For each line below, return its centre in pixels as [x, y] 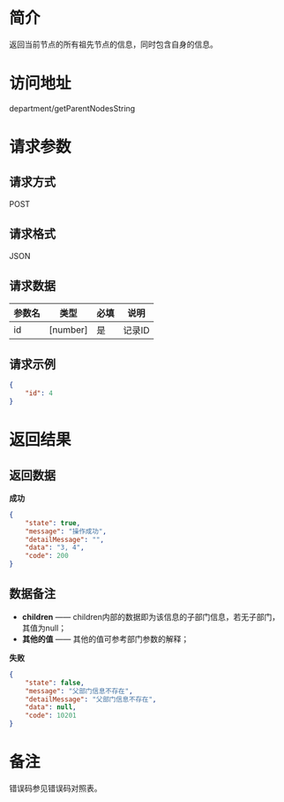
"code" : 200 [47, 556]
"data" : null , [51, 707]
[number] [68, 330]
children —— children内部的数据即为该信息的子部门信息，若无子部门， [151, 616]
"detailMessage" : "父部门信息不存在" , [91, 699]
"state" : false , [55, 683]
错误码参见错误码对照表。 [56, 788]
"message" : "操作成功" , [66, 531]
